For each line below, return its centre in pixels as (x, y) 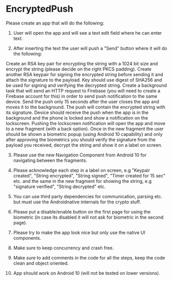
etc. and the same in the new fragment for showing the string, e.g (82, 181)
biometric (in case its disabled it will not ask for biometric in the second (88, 217)
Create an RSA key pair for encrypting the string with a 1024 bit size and (82, 63)
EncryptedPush (40, 9)
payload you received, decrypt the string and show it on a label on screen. (84, 145)
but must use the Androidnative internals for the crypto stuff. (77, 202)
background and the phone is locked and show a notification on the (77, 118)
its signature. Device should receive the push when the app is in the (77, 112)
